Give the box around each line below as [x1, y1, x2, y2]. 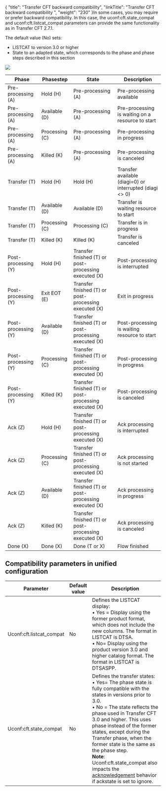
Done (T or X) [73, 543, 105, 549]
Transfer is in [117, 219, 148, 226]
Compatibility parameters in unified [5, 559, 117, 568]
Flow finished [117, 543, 149, 549]
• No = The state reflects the [92, 703, 159, 710]
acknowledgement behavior [92, 772, 157, 779]
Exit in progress [117, 293, 154, 299]
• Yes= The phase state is [92, 679, 152, 686]
